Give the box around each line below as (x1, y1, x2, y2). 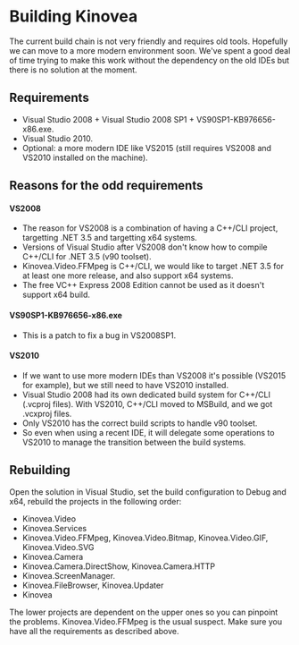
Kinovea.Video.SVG (21, 541, 95, 552)
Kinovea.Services (21, 522, 87, 533)
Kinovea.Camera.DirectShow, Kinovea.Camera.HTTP (21, 561, 216, 572)
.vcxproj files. (21, 408, 72, 419)
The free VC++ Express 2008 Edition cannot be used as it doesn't (21, 280, 265, 291)
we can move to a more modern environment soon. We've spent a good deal (9, 45, 291, 55)
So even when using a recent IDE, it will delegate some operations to (21, 427, 275, 437)
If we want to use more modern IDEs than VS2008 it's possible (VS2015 (21, 369, 287, 381)
